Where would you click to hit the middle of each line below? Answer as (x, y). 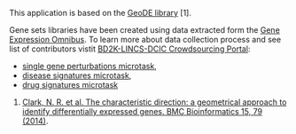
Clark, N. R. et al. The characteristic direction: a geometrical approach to (154, 102)
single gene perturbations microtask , (89, 66)
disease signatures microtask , (77, 75)
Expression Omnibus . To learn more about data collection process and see (145, 39)
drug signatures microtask (70, 85)
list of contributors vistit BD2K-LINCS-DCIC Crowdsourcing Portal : (130, 49)
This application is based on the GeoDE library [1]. (101, 13)
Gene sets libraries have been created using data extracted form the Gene (145, 30)
